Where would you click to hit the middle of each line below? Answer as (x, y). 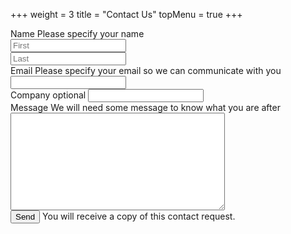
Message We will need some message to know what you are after (145, 107)
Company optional (48, 95)
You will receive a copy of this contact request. (139, 216)
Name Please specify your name (77, 33)
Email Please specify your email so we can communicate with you (146, 70)
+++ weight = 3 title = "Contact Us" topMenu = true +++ (126, 14)
